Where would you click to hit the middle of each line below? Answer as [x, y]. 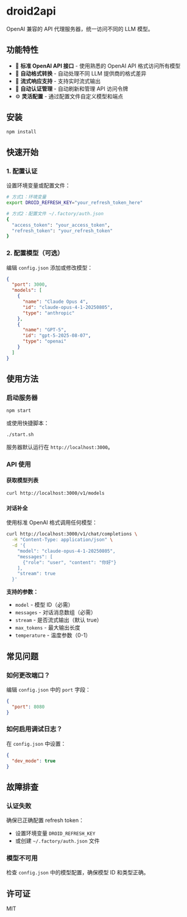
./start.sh [20, 435]
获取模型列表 [22, 480]
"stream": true [37, 574]
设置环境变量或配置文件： [38, 186]
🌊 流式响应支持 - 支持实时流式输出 [58, 81]
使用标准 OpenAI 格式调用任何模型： [52, 523]
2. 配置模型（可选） [35, 253]
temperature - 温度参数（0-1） [53, 636]
